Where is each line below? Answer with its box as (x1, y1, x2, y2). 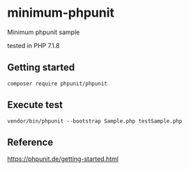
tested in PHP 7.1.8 (7, 41, 61, 49)
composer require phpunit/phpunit (7, 80, 108, 87)
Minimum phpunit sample (7, 28, 80, 36)
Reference (7, 136, 54, 148)
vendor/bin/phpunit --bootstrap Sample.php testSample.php (7, 117, 183, 125)
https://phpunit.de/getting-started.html (7, 155, 119, 163)
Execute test (7, 99, 63, 111)
